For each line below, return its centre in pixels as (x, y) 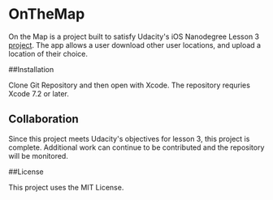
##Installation (31, 69)
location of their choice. (48, 53)
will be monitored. (39, 155)
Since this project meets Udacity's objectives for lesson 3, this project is (129, 138)
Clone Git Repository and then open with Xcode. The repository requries (129, 85)
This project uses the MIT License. (66, 187)
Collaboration (43, 119)
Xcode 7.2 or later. (39, 93)
